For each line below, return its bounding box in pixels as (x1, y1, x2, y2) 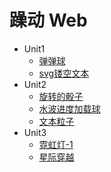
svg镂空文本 (38, 67, 90, 79)
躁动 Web (9, 9, 88, 32)
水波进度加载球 (38, 102, 101, 115)
